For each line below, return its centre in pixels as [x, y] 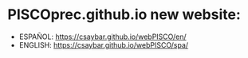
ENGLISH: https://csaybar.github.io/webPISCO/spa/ [104, 44]
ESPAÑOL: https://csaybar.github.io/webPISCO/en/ [102, 37]
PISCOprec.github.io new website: [124, 15]
